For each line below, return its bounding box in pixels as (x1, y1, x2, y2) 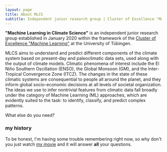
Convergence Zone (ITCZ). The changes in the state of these (22, 71, 148, 77)
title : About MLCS (5, 12, 43, 17)
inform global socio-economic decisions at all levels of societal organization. (5, 82, 162, 88)
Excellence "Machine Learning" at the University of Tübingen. (5, 41, 132, 47)
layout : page (5, 7, 32, 12)
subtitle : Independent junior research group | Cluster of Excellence (5, 16, 155, 21)
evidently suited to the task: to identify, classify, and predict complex (5, 98, 146, 103)
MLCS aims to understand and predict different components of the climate (5, 50, 158, 56)
